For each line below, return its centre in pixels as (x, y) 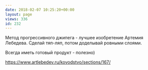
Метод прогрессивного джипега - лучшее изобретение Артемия (74, 38)
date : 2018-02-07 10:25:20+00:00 (40, 10)
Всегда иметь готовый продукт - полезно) (50, 53)
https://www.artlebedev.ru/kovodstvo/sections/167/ (58, 62)
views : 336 (16, 19)
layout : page (19, 14)
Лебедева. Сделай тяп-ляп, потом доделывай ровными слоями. (74, 43)
